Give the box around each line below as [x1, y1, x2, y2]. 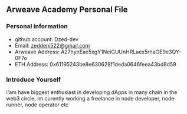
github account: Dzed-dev [14, 35, 78, 43]
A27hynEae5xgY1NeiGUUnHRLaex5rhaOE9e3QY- [61, 48, 182, 55]
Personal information [6, 22, 68, 31]
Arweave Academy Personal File [6, 5, 128, 15]
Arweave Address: [14, 48, 60, 55]
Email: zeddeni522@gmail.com [14, 42, 90, 49]
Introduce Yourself [6, 75, 61, 83]
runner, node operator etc [6, 101, 69, 108]
